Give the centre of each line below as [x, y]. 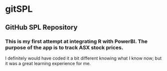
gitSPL [19, 9]
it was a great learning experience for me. [48, 63]
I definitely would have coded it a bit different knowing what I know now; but [83, 58]
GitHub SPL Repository [41, 27]
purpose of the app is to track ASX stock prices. [64, 47]
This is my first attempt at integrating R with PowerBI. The [77, 41]
